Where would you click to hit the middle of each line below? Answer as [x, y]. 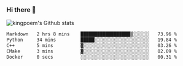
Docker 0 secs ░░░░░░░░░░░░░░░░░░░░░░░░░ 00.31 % [91, 57]
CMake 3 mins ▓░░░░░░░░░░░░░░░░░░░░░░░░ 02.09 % [91, 51]
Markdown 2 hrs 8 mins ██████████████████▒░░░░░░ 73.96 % [91, 34]
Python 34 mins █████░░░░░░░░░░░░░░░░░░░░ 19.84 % [91, 40]
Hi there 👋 [21, 10]
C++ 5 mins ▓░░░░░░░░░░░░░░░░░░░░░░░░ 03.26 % [91, 46]
